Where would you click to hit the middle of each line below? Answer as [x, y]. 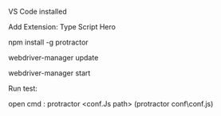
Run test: [23, 88]
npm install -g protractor [49, 42]
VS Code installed [37, 12]
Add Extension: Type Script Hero [62, 27]
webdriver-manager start [49, 73]
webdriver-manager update [53, 58]
